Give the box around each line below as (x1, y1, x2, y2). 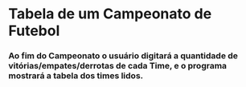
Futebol (8, 22, 60, 40)
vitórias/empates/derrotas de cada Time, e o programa (8, 61, 228, 72)
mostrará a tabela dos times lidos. (8, 70, 144, 81)
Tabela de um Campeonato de (8, 5, 212, 23)
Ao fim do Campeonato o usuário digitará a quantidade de (8, 50, 239, 61)
